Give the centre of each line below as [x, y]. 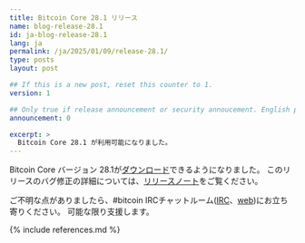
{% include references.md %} [65, 230]
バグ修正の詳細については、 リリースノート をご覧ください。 [152, 181]
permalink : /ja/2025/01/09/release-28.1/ [89, 52]
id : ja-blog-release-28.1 [58, 34]
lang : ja [26, 43]
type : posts [32, 60]
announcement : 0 [40, 118]
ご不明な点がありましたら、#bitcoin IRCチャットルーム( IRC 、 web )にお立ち [149, 200]
